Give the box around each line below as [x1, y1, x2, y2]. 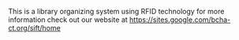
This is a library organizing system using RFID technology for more [8, 7, 225, 16]
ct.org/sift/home [8, 24, 61, 32]
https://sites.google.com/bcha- [129, 15, 231, 24]
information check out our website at [8, 15, 128, 24]
